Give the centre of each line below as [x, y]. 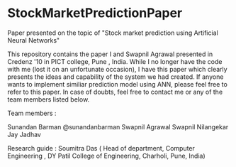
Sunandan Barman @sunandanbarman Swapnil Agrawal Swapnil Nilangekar [118, 126]
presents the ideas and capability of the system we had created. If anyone [116, 77]
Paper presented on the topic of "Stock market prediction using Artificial [113, 33]
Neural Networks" [34, 40]
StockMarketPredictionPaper [95, 13]
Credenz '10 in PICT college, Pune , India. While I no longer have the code [115, 61]
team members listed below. [49, 99]
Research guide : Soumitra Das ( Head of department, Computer [101, 148]
